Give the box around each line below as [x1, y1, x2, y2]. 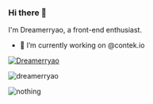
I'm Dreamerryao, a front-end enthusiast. [8, 25, 143, 35]
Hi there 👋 [8, 7, 48, 18]
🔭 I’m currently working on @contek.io [19, 40, 145, 50]
